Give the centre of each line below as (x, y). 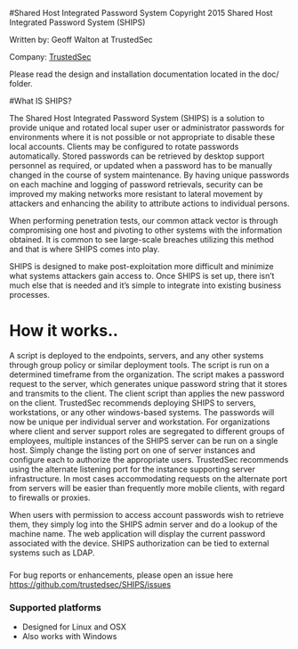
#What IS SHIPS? (41, 101)
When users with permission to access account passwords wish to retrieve (147, 514)
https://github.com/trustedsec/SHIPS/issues (90, 584)
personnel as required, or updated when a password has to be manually (141, 165)
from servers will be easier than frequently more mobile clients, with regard (147, 488)
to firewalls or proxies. (50, 497)
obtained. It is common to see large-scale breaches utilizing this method (141, 239)
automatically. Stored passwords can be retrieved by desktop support (137, 156)
